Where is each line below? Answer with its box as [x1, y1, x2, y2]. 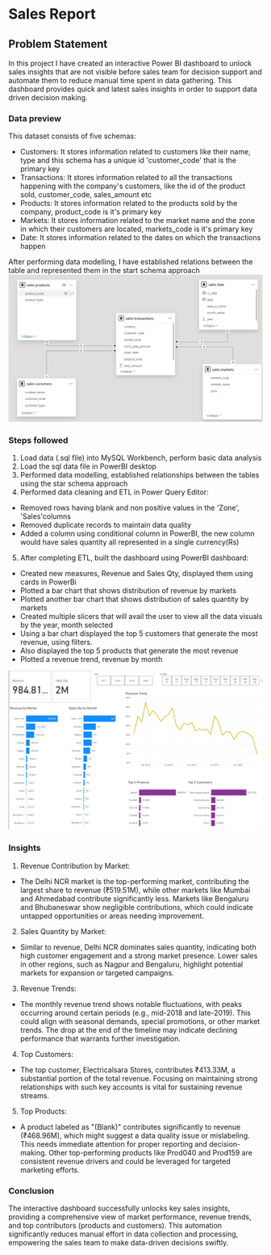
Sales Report [8, 5, 96, 23]
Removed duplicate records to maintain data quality [19, 520, 192, 530]
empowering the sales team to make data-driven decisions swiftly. [8, 1238, 229, 1248]
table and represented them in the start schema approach [8, 266, 200, 276]
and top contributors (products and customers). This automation [8, 1221, 223, 1231]
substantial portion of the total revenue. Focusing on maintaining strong [19, 1073, 258, 1083]
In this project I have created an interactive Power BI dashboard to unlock [8, 58, 252, 68]
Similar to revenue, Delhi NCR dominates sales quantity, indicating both [19, 942, 256, 952]
